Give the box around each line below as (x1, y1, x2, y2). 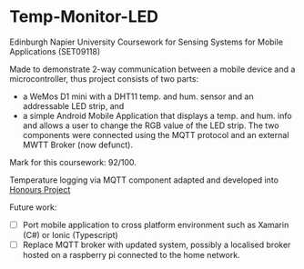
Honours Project (9, 184, 71, 194)
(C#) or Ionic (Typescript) (22, 230, 118, 240)
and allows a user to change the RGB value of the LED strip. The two (22, 120, 279, 131)
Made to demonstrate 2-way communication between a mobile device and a (9, 64, 296, 75)
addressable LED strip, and (22, 100, 125, 111)
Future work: (9, 202, 57, 213)
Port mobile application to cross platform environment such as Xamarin (22, 219, 289, 230)
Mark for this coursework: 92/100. (9, 156, 137, 167)
